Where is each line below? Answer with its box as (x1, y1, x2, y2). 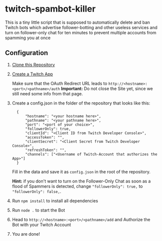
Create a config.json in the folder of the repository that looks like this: (12, 100, 150, 106)
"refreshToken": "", (25, 148, 67, 152)
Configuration (5, 49, 48, 57)
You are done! (12, 231, 40, 237)
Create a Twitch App (12, 71, 53, 77)
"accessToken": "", (25, 135, 64, 140)
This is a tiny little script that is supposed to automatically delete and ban (5, 19, 150, 25)
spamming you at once (5, 35, 51, 41)
